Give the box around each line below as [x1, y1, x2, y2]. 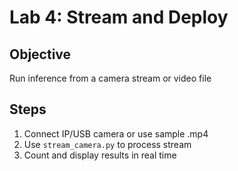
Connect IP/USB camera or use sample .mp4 [23, 127, 209, 140]
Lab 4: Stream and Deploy [9, 6, 229, 29]
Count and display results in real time [23, 149, 177, 161]
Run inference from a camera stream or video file [9, 72, 212, 84]
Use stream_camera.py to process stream [23, 138, 192, 150]
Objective [9, 46, 72, 63]
